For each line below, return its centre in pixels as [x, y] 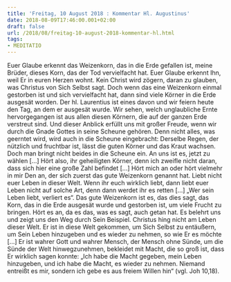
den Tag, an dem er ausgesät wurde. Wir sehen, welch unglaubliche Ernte [112, 109]
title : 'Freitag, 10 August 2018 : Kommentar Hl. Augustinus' [99, 13]
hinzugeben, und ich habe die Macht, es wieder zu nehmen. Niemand [106, 264]
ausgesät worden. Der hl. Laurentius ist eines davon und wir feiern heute [111, 102]
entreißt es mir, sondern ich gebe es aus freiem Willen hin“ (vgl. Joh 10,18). [113, 271]
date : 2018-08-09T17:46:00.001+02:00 [62, 20]
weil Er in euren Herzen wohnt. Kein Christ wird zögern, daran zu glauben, [113, 80]
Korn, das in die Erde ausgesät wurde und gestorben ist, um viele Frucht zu [114, 205]
